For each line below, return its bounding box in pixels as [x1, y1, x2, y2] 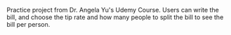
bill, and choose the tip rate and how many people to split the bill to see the [6, 13, 224, 21]
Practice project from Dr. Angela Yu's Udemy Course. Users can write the [6, 6, 219, 14]
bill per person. [6, 21, 51, 28]
